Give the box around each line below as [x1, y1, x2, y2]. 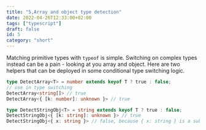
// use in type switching [6, 84, 72, 90]
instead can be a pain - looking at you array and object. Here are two [6, 60, 180, 68]
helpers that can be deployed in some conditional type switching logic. [6, 67, 185, 74]
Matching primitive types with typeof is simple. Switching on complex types [6, 54, 197, 61]
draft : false [6, 26, 40, 32]
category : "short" [6, 37, 53, 43]
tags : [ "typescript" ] [6, 20, 62, 26]
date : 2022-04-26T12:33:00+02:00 [6, 15, 92, 21]
